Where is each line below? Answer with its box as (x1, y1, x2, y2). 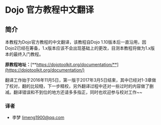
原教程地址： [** (5, 62, 37, 67)
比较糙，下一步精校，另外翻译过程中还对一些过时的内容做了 (30, 83, 149, 89)
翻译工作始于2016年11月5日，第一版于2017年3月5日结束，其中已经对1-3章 (5, 77, 152, 83)
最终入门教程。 (13, 52, 44, 57)
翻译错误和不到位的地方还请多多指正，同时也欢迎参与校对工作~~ (13, 89, 143, 95)
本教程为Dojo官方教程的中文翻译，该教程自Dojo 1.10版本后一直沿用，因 (5, 39, 146, 45)
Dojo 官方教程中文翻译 (5, 4, 94, 16)
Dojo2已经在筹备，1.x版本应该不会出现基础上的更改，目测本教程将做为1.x (5, 45, 151, 51)
